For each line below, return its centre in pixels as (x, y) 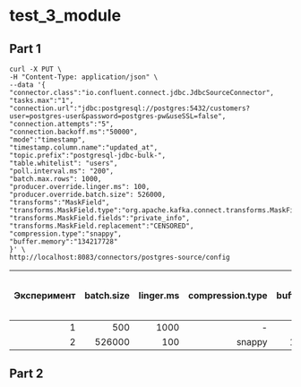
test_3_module (65, 16)
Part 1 (26, 49)
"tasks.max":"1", (42, 100)
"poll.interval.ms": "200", (62, 171)
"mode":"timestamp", (48, 140)
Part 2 (26, 374)
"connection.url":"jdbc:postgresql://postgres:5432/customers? (130, 108)
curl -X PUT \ (36, 69)
